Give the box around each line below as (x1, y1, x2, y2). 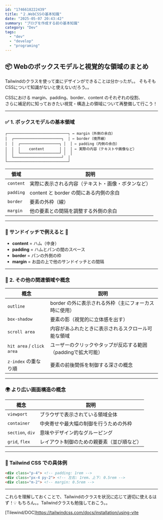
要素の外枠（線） (30, 198, 69, 205)
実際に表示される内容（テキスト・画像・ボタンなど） (30, 180, 151, 187)
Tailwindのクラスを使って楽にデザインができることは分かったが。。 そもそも (5, 78, 156, 84)
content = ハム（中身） (12, 241, 59, 246)
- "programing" (9, 43, 40, 48)
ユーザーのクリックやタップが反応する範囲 (50, 342, 147, 348)
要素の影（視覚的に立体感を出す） (50, 316, 128, 323)
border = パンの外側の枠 (12, 253, 62, 259)
